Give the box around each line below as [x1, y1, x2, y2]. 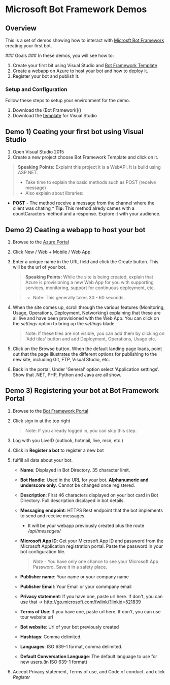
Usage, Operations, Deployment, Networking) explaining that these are [12, 309, 161, 316]
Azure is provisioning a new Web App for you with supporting [25, 279, 154, 285]
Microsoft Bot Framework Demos [5, 4, 147, 15]
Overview [5, 24, 37, 33]
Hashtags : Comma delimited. [20, 634, 82, 640]
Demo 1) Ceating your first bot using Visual [5, 127, 144, 136]
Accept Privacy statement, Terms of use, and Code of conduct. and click [12, 668, 165, 674]
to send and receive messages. [20, 512, 86, 519]
